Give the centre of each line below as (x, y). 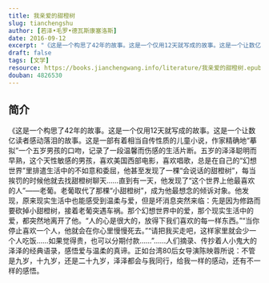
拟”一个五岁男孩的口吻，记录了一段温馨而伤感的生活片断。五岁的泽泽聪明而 (133, 151)
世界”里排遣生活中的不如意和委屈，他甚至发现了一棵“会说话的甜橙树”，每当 (132, 171)
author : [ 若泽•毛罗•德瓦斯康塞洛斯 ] (63, 30)
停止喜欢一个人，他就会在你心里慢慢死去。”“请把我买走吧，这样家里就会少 (129, 231)
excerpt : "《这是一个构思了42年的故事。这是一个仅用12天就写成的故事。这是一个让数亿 (135, 46)
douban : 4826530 (35, 75)
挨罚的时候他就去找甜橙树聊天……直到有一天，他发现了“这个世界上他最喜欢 (132, 180)
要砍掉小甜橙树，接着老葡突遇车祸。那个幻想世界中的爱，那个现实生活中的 (131, 211)
